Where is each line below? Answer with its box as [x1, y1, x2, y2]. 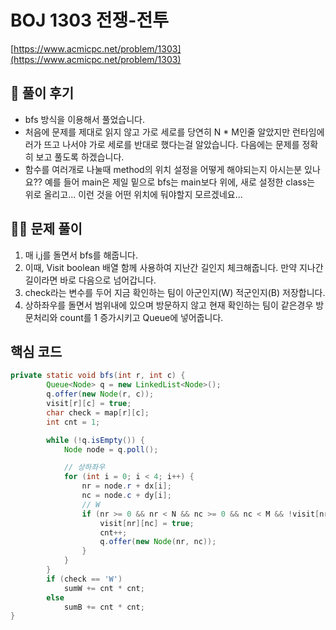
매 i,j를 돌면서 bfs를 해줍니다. [24, 249, 139, 261]
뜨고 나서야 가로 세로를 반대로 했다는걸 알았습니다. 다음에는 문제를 [43, 138, 300, 150]
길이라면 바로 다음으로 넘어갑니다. [24, 274, 157, 286]
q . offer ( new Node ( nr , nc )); [99, 537, 217, 547]
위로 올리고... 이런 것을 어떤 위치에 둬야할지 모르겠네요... [24, 188, 243, 200]
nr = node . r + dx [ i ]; [81, 481, 172, 491]
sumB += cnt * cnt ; [63, 602, 145, 612]
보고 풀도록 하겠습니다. [35, 151, 125, 163]
